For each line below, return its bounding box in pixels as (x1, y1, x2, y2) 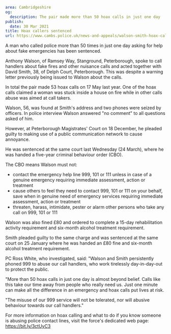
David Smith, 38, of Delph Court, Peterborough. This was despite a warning (5, 69, 163, 75)
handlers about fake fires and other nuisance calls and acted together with (5, 63, 162, 69)
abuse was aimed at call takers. (5, 95, 71, 101)
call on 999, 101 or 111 (12, 209, 58, 216)
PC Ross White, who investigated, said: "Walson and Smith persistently (5, 255, 154, 261)
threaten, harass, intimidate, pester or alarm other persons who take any (12, 204, 164, 210)
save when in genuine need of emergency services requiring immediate (12, 193, 163, 199)
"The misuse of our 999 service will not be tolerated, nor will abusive (5, 297, 150, 303)
